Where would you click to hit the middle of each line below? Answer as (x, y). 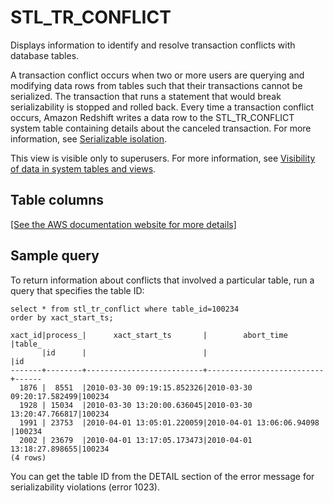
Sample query (55, 256)
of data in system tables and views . (83, 168)
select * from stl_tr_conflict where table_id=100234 (125, 309)
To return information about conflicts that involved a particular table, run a (162, 280)
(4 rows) (28, 457)
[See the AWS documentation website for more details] (123, 224)
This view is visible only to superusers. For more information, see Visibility (163, 158)
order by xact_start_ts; (62, 317)
